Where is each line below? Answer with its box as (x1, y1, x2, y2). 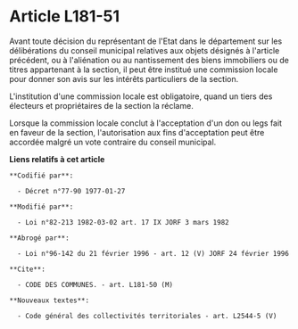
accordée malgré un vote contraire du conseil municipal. (9, 136, 217, 147)
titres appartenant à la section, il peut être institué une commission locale (9, 64, 278, 75)
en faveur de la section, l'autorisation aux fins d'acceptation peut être (9, 127, 265, 137)
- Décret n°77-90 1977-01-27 (17, 186, 126, 195)
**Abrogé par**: (9, 234, 70, 243)
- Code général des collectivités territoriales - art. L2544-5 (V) (17, 311, 277, 320)
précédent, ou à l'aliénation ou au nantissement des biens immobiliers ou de (9, 54, 290, 65)
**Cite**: (9, 265, 46, 274)
